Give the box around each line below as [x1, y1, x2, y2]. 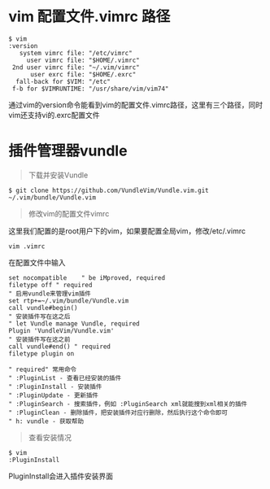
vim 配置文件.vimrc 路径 [8, 7, 171, 26]
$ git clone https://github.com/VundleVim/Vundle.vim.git [8, 186, 209, 194]
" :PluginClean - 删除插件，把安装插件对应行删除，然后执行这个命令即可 [8, 408, 228, 417]
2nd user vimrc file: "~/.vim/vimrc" [11, 63, 140, 72]
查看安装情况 [28, 432, 72, 442]
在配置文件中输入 [8, 257, 66, 267]
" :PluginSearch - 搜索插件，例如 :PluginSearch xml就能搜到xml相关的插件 [8, 399, 248, 408]
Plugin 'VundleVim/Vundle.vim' [8, 326, 115, 334]
